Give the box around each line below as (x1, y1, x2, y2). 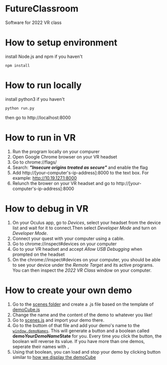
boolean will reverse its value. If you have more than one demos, (12, 338, 145, 344)
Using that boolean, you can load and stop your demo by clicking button (12, 349, 161, 355)
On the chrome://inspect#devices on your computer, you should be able (12, 256, 161, 262)
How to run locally (5, 80, 82, 91)
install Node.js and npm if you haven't (5, 53, 83, 59)
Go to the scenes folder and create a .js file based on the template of (12, 301, 154, 307)
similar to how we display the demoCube (12, 354, 96, 360)
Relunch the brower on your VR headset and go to (12, 180, 116, 186)
